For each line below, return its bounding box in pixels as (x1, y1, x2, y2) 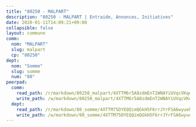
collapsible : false (6, 25, 54, 31)
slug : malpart (11, 47, 45, 53)
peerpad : (6, 80, 27, 85)
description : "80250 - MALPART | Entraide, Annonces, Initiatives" (6, 14, 174, 20)
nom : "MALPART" (11, 42, 48, 47)
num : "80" (11, 74, 35, 80)
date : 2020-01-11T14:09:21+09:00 (6, 19, 87, 25)
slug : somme (11, 68, 41, 74)
